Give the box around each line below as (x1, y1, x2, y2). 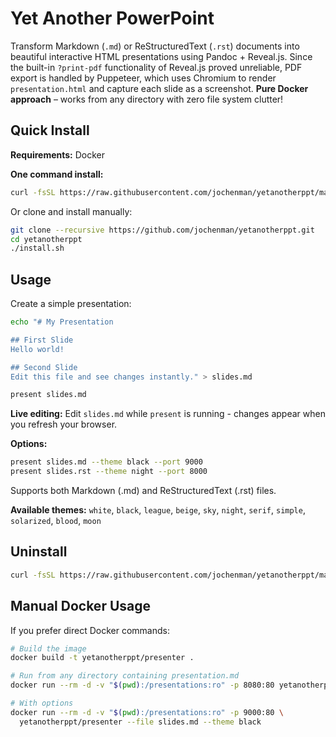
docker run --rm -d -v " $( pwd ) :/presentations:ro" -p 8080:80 (10, 680, 275, 691)
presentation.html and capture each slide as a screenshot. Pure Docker (10, 82, 309, 94)
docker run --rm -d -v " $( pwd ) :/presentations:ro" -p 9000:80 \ (10, 707, 284, 717)
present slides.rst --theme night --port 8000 (10, 467, 208, 477)
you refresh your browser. (10, 418, 118, 431)
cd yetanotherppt (10, 234, 83, 244)
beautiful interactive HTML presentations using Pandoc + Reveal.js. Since (10, 50, 313, 62)
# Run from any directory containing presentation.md (10, 671, 240, 681)
